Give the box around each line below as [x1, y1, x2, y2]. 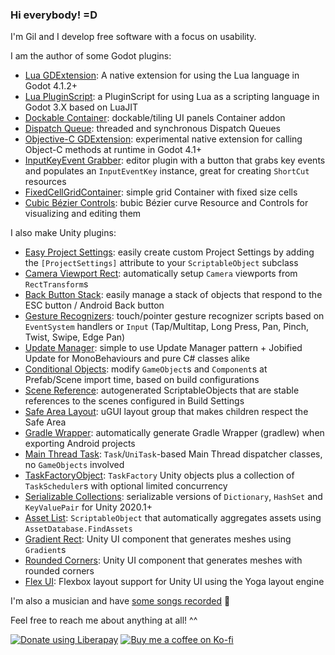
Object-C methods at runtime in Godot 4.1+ [24, 144, 202, 156]
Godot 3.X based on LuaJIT [24, 101, 139, 113]
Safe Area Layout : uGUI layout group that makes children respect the [24, 406, 309, 418]
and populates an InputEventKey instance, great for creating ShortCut [24, 165, 310, 177]
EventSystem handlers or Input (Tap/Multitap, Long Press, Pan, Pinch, [24, 321, 310, 333]
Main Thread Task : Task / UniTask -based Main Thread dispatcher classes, [24, 448, 323, 460]
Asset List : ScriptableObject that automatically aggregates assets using [24, 512, 322, 524]
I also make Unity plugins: [10, 227, 117, 239]
